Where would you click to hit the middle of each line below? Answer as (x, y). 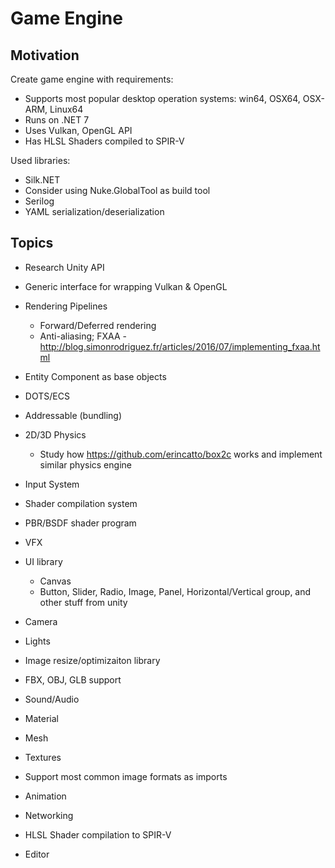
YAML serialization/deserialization (94, 211)
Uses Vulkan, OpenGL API (78, 130)
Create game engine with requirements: (92, 79)
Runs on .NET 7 (57, 120)
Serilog (39, 201)
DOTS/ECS (47, 396)
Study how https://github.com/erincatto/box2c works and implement (181, 454)
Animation (45, 796)
